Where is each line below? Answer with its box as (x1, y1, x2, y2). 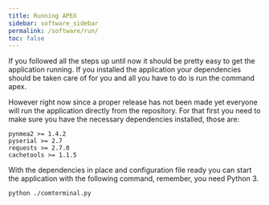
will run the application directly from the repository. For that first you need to (8, 106, 261, 116)
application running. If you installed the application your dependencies (8, 65, 242, 75)
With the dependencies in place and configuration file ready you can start (8, 166, 252, 175)
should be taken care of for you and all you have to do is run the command (8, 73, 255, 83)
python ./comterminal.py (8, 190, 92, 198)
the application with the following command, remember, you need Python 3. (8, 174, 259, 183)
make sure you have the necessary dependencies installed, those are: (8, 114, 240, 125)
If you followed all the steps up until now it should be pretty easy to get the (8, 56, 255, 66)
